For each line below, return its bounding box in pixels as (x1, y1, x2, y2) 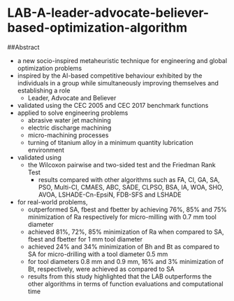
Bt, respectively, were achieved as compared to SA (27, 265, 175, 273)
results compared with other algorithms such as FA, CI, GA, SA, (38, 175, 220, 183)
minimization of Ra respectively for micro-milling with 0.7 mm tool (27, 212, 217, 221)
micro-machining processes (27, 131, 109, 139)
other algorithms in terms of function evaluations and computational (27, 279, 224, 288)
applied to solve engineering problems (17, 108, 129, 117)
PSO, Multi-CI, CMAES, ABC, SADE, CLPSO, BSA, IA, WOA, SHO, (38, 183, 224, 191)
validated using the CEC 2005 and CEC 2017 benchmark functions (17, 101, 209, 109)
